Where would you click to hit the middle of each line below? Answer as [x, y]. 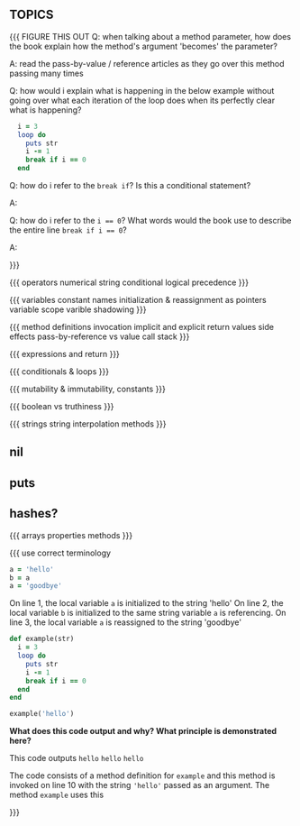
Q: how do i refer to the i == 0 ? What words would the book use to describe [150, 221]
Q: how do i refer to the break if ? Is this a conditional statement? [130, 186]
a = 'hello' [32, 569]
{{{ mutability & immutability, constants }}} [88, 389]
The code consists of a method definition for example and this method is [142, 776]
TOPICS [32, 15]
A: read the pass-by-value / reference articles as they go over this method [147, 63]
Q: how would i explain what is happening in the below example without [142, 90]
